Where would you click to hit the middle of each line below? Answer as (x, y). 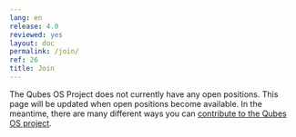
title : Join (32, 69)
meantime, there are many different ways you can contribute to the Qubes (148, 113)
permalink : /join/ (44, 52)
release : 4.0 (34, 26)
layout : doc (32, 43)
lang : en (26, 18)
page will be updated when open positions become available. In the (136, 103)
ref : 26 (24, 60)
